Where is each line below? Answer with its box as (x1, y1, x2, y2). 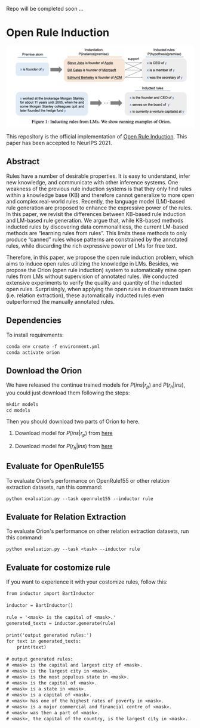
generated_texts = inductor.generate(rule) (6, 621, 116, 627)
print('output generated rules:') (6, 633, 93, 638)
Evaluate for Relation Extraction (6, 512, 127, 522)
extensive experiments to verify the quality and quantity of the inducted (6, 279, 182, 286)
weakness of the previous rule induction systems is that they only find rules (6, 185, 192, 192)
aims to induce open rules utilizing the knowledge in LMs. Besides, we (6, 260, 179, 267)
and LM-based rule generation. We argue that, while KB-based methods (6, 217, 184, 224)
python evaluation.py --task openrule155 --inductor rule (6, 495, 153, 502)
